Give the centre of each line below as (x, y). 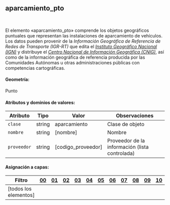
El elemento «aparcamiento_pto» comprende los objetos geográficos (77, 30)
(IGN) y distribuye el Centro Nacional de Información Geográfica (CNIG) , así (85, 52)
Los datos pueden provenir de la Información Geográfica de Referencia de (83, 41)
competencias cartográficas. (35, 68)
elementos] (21, 195)
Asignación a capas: (27, 167)
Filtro (21, 180)
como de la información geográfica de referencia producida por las (75, 57)
